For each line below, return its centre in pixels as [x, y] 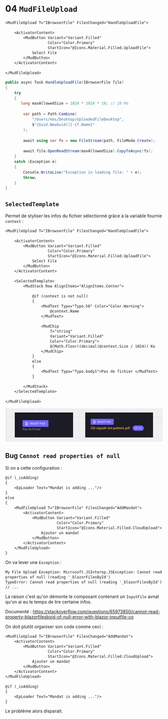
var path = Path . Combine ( [50, 114]
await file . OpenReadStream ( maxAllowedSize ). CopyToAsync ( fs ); [88, 151]
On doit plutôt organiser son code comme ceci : [54, 626]
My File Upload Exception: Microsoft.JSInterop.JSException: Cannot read [84, 572]
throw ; [30, 178]
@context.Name [64, 312]
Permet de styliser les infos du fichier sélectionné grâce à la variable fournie [84, 216]
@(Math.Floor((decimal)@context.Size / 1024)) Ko [102, 347]
